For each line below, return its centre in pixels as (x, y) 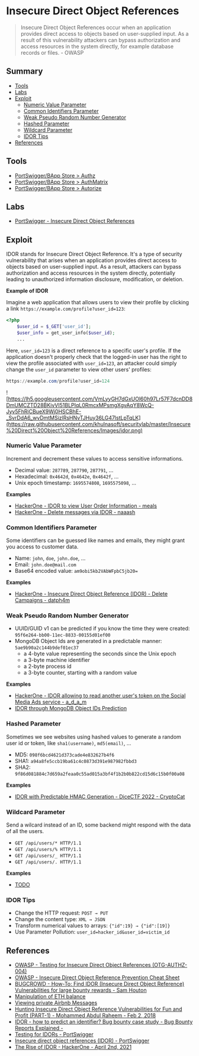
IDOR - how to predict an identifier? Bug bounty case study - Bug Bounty (104, 1022)
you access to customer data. (42, 547)
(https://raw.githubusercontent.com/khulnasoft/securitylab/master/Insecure (98, 424)
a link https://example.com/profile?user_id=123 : (66, 309)
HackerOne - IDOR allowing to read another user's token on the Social (100, 696)
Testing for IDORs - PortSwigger (54, 1035)
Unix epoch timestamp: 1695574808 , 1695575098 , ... (76, 483)
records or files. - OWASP (52, 52)
